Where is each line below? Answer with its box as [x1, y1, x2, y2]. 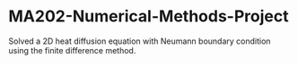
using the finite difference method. [8, 45, 136, 55]
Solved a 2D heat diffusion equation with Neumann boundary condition [8, 36, 271, 46]
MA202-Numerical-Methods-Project [8, 6, 289, 27]
